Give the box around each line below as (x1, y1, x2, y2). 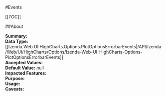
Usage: (5, 81, 21, 87)
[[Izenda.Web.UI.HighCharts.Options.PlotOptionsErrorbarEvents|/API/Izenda (5, 44, 162, 49)
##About (5, 23, 23, 29)
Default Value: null (5, 65, 44, 71)
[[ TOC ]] (5, 14, 21, 19)
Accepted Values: (5, 60, 43, 65)
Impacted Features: (5, 70, 46, 76)
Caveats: (5, 86, 24, 92)
